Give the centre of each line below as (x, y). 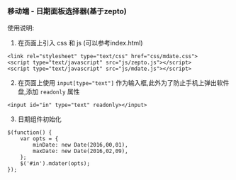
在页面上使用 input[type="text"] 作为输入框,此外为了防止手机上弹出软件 (123, 83)
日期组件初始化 (39, 119)
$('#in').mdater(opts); (55, 164)
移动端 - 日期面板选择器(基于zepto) (67, 11)
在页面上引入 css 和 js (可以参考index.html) (80, 43)
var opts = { (39, 139)
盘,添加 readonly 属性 (49, 92)
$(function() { (30, 133)
